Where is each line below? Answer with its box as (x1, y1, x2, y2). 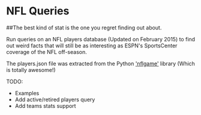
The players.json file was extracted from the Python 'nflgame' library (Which (6, 60, 195, 67)
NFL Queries (6, 4, 70, 18)
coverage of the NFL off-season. (6, 48, 87, 55)
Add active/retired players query (14, 96, 95, 103)
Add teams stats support (14, 102, 76, 109)
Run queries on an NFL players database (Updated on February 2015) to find (6, 35, 196, 43)
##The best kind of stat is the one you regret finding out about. (6, 24, 162, 31)
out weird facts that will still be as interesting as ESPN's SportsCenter (6, 42, 178, 49)
